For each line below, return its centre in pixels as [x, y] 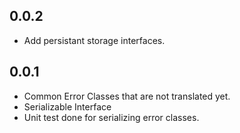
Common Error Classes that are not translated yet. [127, 96]
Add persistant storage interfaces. [94, 40]
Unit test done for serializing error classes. [111, 117]
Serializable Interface [67, 106]
